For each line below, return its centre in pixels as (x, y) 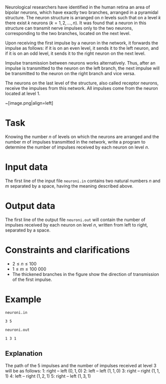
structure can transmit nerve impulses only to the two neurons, (69, 28)
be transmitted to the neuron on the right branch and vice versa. (70, 73)
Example (23, 299)
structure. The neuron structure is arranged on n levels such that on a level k (83, 18)
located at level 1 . (23, 94)
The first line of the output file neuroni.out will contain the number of (75, 220)
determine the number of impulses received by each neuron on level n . (77, 147)
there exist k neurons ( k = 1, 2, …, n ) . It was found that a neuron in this (76, 23)
